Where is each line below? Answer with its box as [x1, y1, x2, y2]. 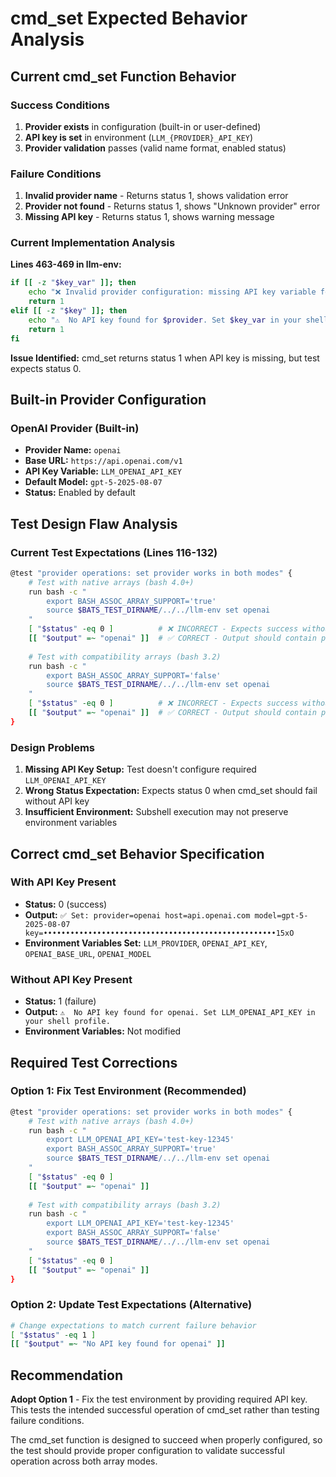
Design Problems [10, 740, 96, 754]
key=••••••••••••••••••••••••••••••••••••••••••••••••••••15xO [24, 928, 295, 938]
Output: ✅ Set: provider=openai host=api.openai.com [24, 908, 251, 921]
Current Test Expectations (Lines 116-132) [10, 545, 218, 559]
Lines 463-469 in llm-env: [10, 258, 122, 271]
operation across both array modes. [10, 1455, 158, 1467]
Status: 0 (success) [24, 898, 108, 910]
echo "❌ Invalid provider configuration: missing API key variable [28, 287, 317, 297]
